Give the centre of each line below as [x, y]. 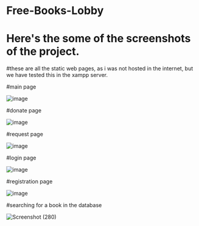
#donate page [24, 111]
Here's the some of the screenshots [99, 39]
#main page [21, 87]
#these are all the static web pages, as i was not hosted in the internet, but [100, 68]
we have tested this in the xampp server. [57, 75]
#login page [21, 158]
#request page [25, 134]
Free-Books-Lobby [55, 11]
